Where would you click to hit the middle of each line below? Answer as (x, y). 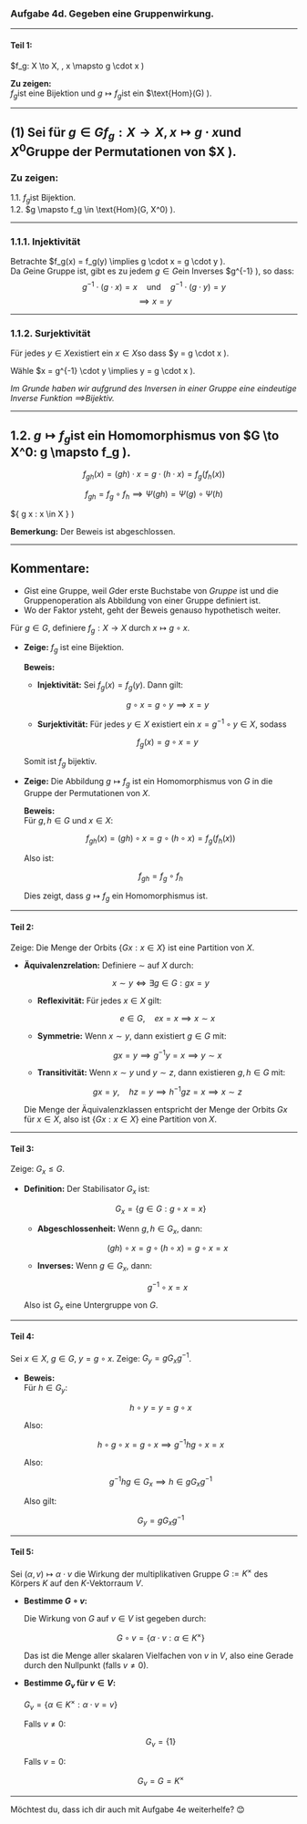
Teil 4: (22, 1337)
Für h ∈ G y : (45, 1389)
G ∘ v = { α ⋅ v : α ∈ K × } (161, 1637)
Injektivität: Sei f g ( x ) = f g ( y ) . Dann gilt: (110, 686)
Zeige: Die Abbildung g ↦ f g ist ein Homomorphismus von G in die (148, 782)
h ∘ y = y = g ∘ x (161, 1408)
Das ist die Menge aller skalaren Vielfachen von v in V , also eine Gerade (159, 1656)
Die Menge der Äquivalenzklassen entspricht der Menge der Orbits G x (155, 1109)
